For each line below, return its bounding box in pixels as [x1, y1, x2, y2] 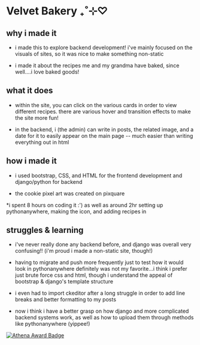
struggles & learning [6, 225, 84, 235]
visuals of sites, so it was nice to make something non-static [14, 50, 164, 57]
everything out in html [14, 138, 69, 146]
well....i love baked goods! [14, 68, 80, 75]
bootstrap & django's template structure [14, 278, 114, 285]
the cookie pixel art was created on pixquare [14, 190, 125, 197]
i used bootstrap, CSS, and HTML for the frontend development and [14, 172, 183, 179]
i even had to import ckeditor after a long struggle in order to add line [14, 289, 186, 297]
